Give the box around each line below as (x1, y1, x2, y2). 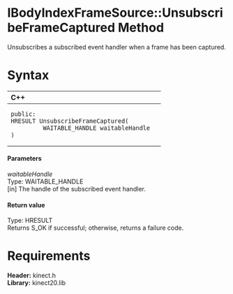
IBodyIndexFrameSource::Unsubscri (7, 5, 223, 21)
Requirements (7, 248, 91, 264)
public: (10, 110, 36, 118)
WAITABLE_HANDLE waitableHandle (43, 124, 151, 132)
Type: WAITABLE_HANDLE (7, 177, 84, 186)
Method (117, 20, 165, 36)
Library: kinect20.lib (7, 279, 66, 287)
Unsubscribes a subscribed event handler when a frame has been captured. (7, 43, 227, 51)
